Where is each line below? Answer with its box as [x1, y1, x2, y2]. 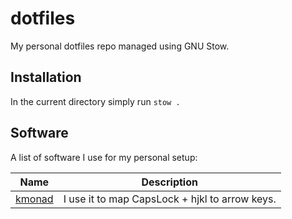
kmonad [15, 192, 54, 206]
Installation [10, 69, 82, 86]
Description [141, 175, 198, 189]
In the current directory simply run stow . [10, 95, 181, 107]
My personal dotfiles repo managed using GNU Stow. [10, 40, 230, 52]
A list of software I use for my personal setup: [10, 151, 198, 163]
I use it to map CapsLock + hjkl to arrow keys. [63, 192, 277, 206]
